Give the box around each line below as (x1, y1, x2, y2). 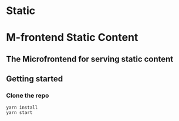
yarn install (6, 105, 38, 110)
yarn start (6, 110, 33, 116)
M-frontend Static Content (6, 31, 139, 44)
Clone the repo (6, 92, 49, 100)
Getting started (6, 74, 63, 84)
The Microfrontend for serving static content (6, 54, 174, 64)
